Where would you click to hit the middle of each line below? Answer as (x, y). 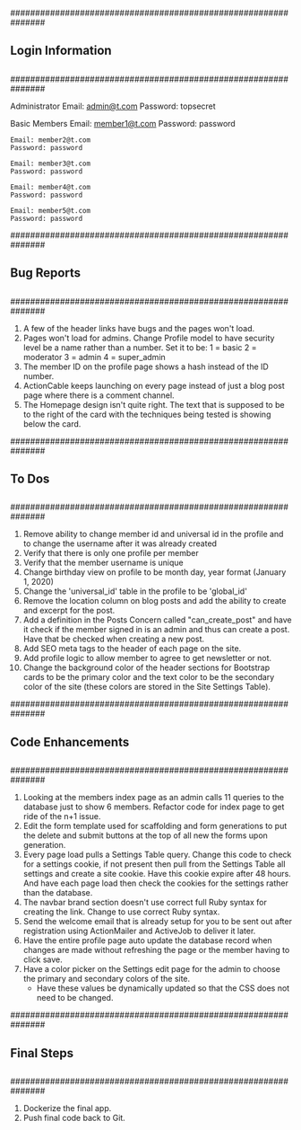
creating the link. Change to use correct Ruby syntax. (121, 912)
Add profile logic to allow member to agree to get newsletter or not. (147, 658)
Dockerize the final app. (67, 1108)
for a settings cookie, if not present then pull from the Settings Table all (154, 864)
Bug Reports (46, 273)
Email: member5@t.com (51, 210)
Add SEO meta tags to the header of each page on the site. (132, 649)
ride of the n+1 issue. (62, 817)
